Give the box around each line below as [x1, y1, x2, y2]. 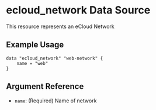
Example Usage [6, 40, 64, 50]
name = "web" [16, 60, 48, 66]
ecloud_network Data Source [6, 4, 151, 17]
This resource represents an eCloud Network [6, 23, 115, 30]
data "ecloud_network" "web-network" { [6, 55, 103, 61]
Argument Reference [6, 81, 84, 91]
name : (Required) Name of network [14, 97, 97, 104]
